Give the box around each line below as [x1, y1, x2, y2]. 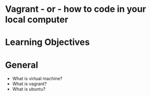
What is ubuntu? [12, 86, 46, 92]
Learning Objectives [5, 37, 90, 48]
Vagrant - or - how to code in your [5, 3, 147, 15]
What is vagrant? [12, 81, 47, 87]
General [5, 59, 38, 70]
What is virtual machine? [12, 76, 63, 82]
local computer [5, 14, 69, 25]
